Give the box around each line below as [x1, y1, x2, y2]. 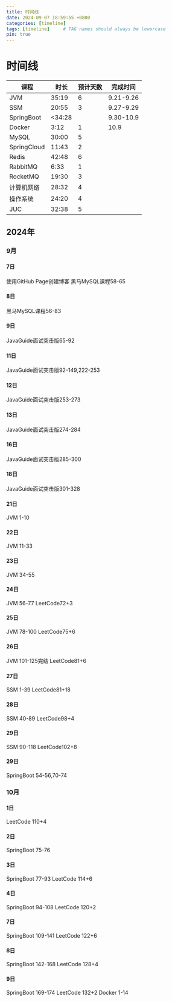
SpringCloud [9, 143, 45, 152]
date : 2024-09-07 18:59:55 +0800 [6, 15, 91, 21]
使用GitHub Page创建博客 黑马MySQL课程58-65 [6, 277, 126, 285]
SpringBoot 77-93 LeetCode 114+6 [6, 875, 92, 883]
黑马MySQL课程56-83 [6, 307, 62, 314]
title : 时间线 [6, 8, 39, 15]
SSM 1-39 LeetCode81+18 [6, 686, 71, 693]
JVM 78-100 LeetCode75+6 [6, 628, 75, 636]
